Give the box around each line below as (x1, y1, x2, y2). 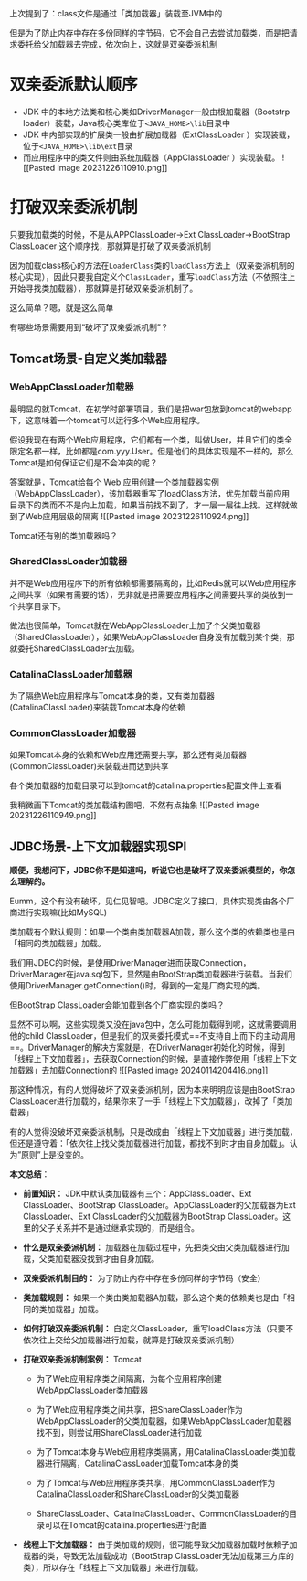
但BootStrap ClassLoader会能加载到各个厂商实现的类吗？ (9, 999, 226, 1010)
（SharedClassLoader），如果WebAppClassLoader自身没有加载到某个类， (9, 631, 288, 642)
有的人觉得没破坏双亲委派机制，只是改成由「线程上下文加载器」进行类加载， (9, 1127, 298, 1138)
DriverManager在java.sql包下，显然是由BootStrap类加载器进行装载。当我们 (9, 968, 292, 980)
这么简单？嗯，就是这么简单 (9, 302, 114, 313)
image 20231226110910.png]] (57, 162, 168, 173)
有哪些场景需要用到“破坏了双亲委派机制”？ (9, 321, 169, 332)
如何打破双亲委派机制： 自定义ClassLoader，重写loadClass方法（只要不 (22, 1323, 294, 1334)
